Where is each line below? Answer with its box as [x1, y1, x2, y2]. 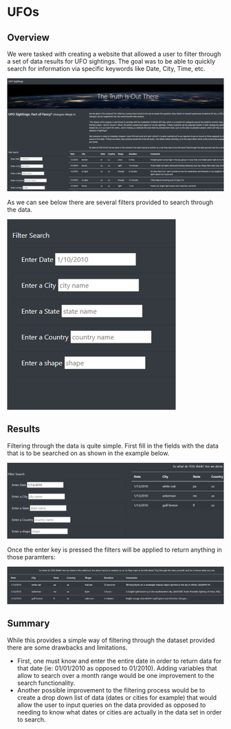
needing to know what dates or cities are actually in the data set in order [16, 708, 222, 716]
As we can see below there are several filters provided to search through [7, 198, 214, 206]
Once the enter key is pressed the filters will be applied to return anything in [7, 546, 222, 554]
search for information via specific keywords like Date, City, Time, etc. [7, 65, 206, 72]
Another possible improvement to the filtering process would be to [16, 686, 206, 694]
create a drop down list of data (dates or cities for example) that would [16, 693, 217, 701]
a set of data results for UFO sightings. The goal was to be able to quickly [7, 57, 215, 66]
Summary [7, 618, 50, 630]
